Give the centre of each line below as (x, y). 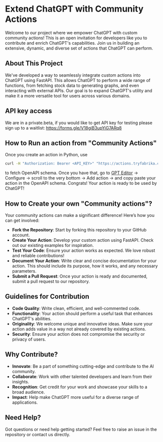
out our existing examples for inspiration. (53, 246)
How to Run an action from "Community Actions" (81, 143)
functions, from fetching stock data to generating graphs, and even (72, 85)
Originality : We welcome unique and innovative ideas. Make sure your (82, 324)
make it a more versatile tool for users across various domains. (68, 96)
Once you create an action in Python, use (46, 155)
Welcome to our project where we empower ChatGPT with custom (71, 33)
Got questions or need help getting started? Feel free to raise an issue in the (81, 429)
